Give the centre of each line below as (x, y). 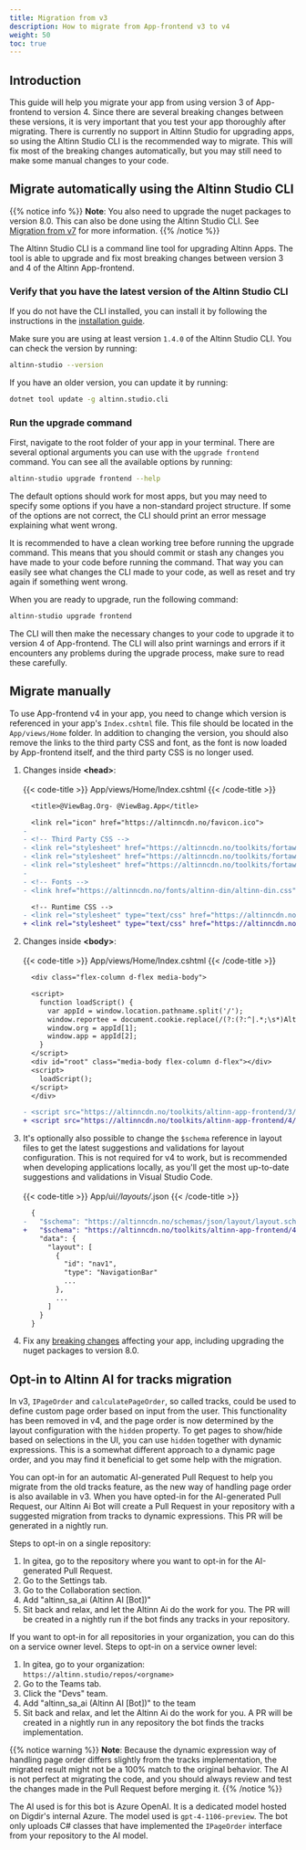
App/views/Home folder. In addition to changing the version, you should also (149, 732)
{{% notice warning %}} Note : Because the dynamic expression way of (143, 1750)
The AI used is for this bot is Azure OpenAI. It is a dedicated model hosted (148, 1807)
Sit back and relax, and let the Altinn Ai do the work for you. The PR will (156, 1610)
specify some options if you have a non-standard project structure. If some (150, 506)
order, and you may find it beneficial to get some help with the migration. (146, 1460)
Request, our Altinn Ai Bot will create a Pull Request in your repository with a (153, 1507)
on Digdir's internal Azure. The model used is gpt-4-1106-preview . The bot (149, 1816)
